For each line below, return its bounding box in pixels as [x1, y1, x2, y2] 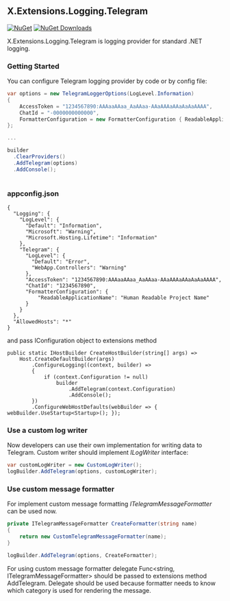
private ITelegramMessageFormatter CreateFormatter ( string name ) [7, 521, 197, 528]
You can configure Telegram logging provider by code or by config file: [7, 77, 207, 85]
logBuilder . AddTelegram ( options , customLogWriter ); [7, 468, 157, 475]
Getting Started [7, 61, 60, 71]
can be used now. [7, 507, 57, 515]
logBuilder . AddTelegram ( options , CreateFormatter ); [7, 552, 157, 558]
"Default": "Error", [31, 258, 90, 265]
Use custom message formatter [7, 484, 115, 493]
